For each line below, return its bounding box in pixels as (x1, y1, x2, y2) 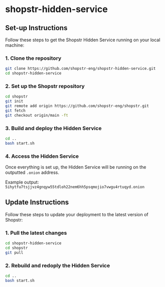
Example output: (5, 179, 39, 185)
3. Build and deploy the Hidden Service (5, 125, 102, 132)
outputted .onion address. (5, 169, 59, 175)
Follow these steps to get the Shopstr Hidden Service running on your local (5, 37, 160, 43)
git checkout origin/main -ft (5, 113, 69, 118)
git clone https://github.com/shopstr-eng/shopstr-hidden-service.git (5, 66, 156, 71)
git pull (5, 250, 24, 255)
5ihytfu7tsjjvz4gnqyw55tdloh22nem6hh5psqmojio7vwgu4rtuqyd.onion (5, 184, 144, 189)
